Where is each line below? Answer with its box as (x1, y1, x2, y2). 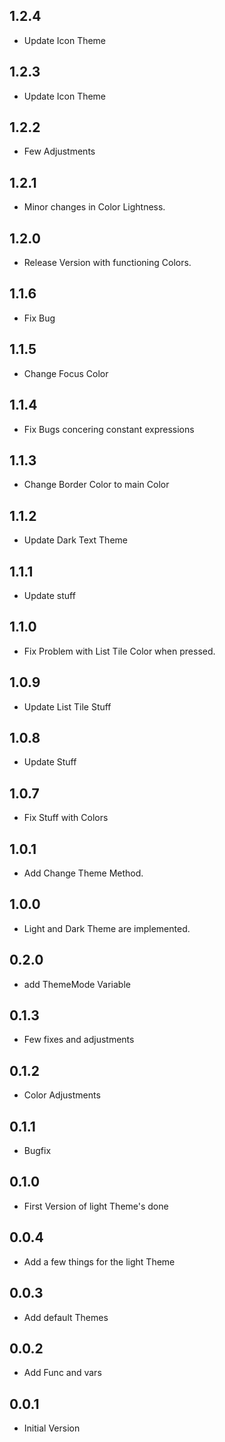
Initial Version (23, 1422, 81, 1434)
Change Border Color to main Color (23, 479, 170, 491)
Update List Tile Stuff (23, 700, 112, 713)
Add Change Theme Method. (23, 867, 144, 879)
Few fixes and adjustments (23, 1034, 135, 1046)
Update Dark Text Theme (23, 534, 128, 546)
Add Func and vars (23, 1367, 102, 1379)
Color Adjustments (23, 1089, 101, 1101)
